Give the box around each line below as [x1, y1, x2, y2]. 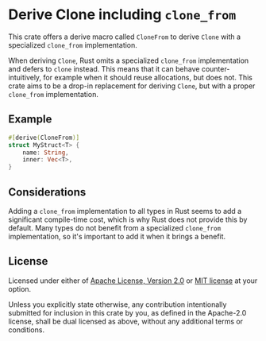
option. [8, 284, 32, 293]
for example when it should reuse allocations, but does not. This [43, 72, 253, 82]
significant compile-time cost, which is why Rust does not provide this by [8, 215, 248, 224]
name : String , [22, 149, 69, 157]
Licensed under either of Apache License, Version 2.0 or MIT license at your [8, 276, 258, 285]
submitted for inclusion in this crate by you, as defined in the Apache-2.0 [8, 308, 247, 317]
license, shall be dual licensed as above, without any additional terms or [8, 316, 244, 326]
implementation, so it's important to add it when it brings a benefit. [8, 231, 226, 241]
